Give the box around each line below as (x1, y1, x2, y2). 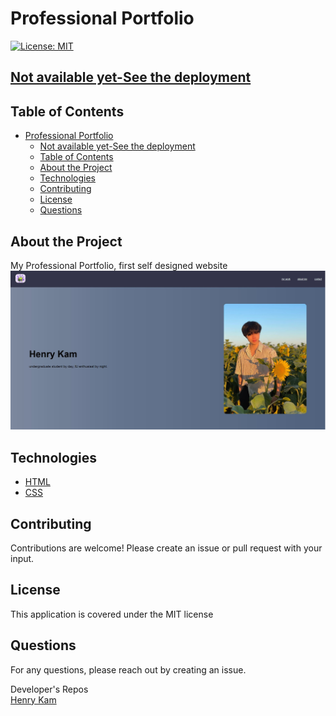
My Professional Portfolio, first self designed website (10, 259, 228, 271)
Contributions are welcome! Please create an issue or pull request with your (10, 542, 323, 554)
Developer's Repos (10, 683, 89, 695)
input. (10, 553, 35, 565)
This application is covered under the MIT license (10, 608, 214, 620)
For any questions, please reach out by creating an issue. (10, 663, 247, 676)
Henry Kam (10, 693, 57, 706)
